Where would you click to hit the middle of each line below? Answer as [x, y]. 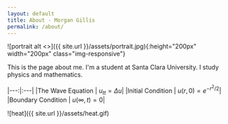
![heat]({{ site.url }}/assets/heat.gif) [58, 113]
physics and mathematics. [45, 75]
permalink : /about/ [36, 26]
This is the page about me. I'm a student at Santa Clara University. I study [113, 68]
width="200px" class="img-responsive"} [66, 54]
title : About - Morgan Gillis [51, 20]
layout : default [31, 14]
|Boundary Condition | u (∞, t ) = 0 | [56, 100]
